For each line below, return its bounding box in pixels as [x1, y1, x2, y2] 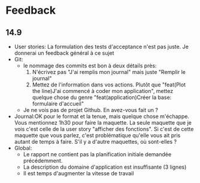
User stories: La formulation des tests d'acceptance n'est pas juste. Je [14, 43, 189, 50]
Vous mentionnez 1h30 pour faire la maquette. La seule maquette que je [14, 119, 192, 126]
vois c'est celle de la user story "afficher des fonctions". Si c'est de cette [14, 126, 194, 132]
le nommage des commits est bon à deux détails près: [23, 62, 157, 69]
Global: [14, 144, 32, 151]
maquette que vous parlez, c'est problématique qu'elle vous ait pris [14, 132, 181, 139]
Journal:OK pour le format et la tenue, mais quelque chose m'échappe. [14, 113, 190, 120]
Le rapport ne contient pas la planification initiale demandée [23, 151, 172, 158]
